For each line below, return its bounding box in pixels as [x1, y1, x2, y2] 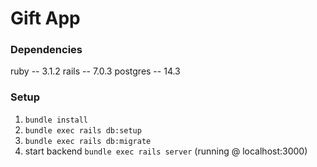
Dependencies [10, 43, 83, 57]
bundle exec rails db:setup [24, 125, 142, 136]
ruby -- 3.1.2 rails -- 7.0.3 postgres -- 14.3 [10, 65, 181, 77]
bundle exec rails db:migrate [24, 136, 152, 146]
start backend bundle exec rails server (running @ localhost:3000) [24, 145, 308, 157]
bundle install [24, 115, 89, 125]
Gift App [10, 7, 81, 30]
